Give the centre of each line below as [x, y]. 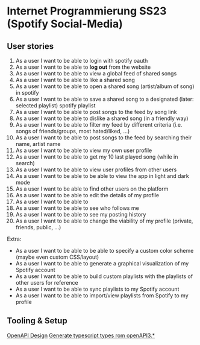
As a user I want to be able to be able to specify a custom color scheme [105, 251]
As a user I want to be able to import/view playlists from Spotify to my [102, 296]
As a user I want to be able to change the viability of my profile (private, [104, 221]
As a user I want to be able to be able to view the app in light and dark [102, 176]
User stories [30, 46]
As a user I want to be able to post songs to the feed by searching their [104, 138]
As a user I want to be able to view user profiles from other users [96, 169]
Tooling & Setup [37, 321]
